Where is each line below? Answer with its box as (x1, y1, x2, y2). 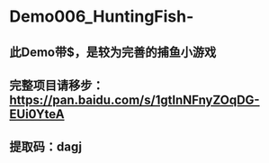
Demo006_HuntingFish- (9, 6, 194, 27)
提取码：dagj (9, 140, 83, 155)
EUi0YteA (9, 106, 65, 122)
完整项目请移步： (9, 77, 104, 93)
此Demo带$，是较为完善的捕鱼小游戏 (9, 44, 217, 59)
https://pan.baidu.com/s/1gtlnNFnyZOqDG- (9, 92, 260, 107)
